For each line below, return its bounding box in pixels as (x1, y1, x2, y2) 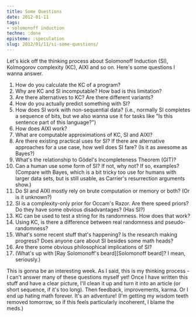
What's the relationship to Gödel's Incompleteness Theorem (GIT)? (15, 156, 177, 163)
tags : (6, 19, 20, 25)
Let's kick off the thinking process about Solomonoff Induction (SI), (6, 57, 169, 65)
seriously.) (15, 256, 41, 263)
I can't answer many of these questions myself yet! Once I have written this (6, 274, 188, 281)
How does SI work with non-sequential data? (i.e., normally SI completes (15, 106, 191, 113)
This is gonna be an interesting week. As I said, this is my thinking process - (6, 267, 190, 274)
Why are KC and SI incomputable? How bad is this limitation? (15, 87, 162, 95)
